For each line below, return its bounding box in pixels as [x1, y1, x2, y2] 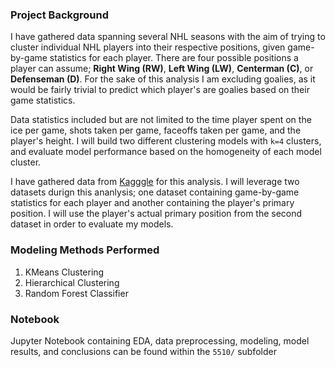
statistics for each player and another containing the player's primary [10, 197, 295, 209]
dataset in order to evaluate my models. [10, 218, 174, 230]
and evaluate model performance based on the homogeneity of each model [10, 146, 322, 158]
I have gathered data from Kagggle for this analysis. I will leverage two [10, 176, 300, 188]
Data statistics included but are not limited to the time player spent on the [10, 114, 312, 126]
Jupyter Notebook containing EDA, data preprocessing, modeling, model [10, 334, 310, 347]
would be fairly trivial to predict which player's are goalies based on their [10, 84, 310, 96]
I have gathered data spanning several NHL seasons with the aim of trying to [10, 31, 326, 43]
